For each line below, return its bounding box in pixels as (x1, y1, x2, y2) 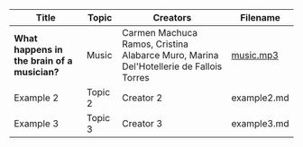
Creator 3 (121, 117, 162, 129)
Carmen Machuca (121, 27, 198, 39)
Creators (152, 12, 192, 23)
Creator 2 (121, 91, 162, 104)
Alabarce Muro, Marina (121, 49, 219, 61)
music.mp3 (231, 49, 280, 61)
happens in (14, 44, 63, 56)
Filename (240, 12, 281, 23)
